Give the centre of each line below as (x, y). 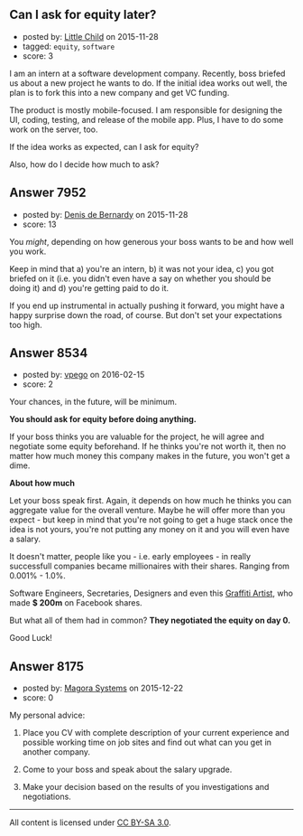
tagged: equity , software (69, 46)
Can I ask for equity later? (83, 15)
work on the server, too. (54, 129)
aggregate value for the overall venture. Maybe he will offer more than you (147, 511)
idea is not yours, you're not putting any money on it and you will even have (150, 530)
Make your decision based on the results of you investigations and (146, 787)
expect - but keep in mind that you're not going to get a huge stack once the (151, 520)
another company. (56, 752)
